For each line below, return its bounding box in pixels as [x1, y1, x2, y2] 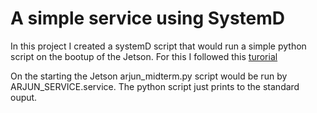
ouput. [10, 91, 38, 103]
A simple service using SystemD [10, 7, 286, 30]
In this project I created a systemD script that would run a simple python [10, 40, 307, 52]
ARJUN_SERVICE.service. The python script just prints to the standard [10, 80, 300, 92]
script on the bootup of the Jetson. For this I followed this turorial [10, 50, 278, 62]
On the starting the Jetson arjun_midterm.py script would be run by [10, 70, 288, 82]
